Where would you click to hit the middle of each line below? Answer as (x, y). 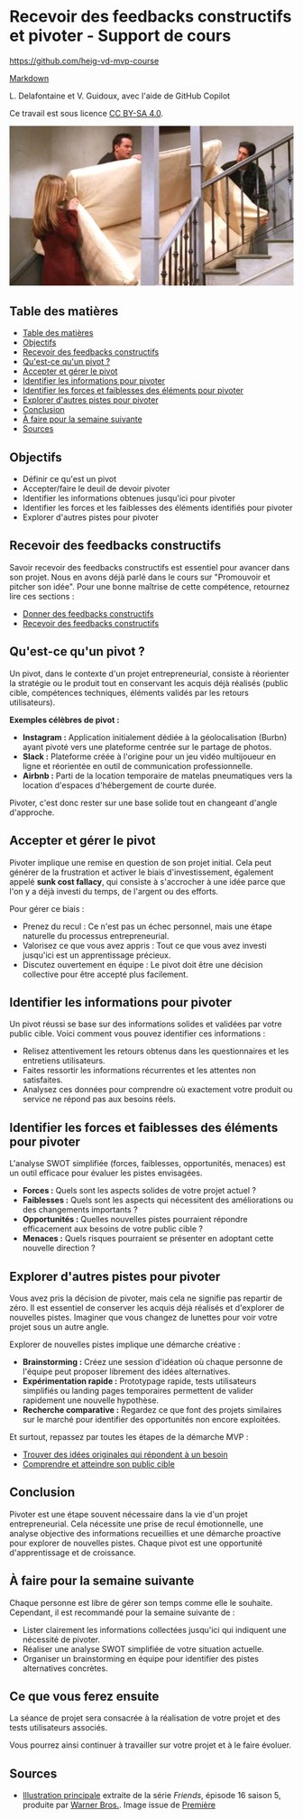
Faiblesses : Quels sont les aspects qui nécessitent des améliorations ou (158, 1200)
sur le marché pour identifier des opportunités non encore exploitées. (151, 1419)
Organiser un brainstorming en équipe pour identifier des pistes (141, 1658)
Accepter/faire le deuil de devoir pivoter (96, 488)
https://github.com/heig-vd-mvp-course (84, 60)
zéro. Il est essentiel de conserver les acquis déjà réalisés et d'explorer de (147, 1307)
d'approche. (32, 812)
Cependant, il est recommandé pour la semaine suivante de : (122, 1612)
